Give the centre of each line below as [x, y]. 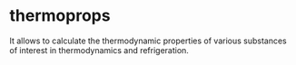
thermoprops [60, 16]
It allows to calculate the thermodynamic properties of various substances [148, 41]
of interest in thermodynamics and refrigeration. [99, 50]
